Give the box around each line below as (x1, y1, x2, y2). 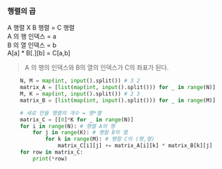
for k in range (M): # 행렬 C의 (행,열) (44, 135, 155, 143)
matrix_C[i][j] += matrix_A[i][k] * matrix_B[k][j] (57, 142, 213, 149)
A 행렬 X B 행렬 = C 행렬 (7, 23, 75, 32)
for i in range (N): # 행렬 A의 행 (20, 123, 116, 130)
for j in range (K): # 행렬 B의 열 (32, 129, 128, 136)
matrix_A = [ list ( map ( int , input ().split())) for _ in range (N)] (20, 84, 216, 91)
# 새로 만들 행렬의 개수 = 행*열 (20, 109, 102, 116)
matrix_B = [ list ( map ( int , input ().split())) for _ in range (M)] (20, 97, 216, 104)
